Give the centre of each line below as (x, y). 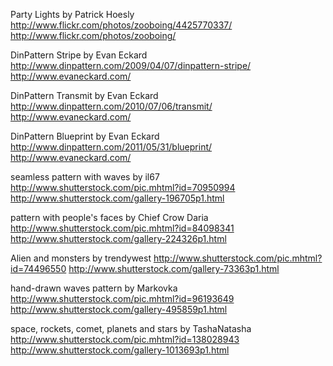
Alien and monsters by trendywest (81, 258)
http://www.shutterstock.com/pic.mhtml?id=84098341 (122, 228)
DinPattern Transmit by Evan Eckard (84, 95)
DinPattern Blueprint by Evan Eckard (85, 136)
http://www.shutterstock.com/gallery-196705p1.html (117, 198)
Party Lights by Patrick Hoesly (72, 14)
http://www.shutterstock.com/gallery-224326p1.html (118, 238)
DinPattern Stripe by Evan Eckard (79, 55)
